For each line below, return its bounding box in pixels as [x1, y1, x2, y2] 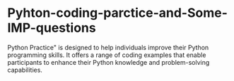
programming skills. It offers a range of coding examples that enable [7, 51, 206, 59]
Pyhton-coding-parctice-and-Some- [7, 5, 228, 21]
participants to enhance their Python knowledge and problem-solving [7, 58, 210, 66]
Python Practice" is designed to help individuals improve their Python [7, 43, 209, 51]
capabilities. [7, 66, 42, 74]
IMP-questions [7, 20, 97, 36]
